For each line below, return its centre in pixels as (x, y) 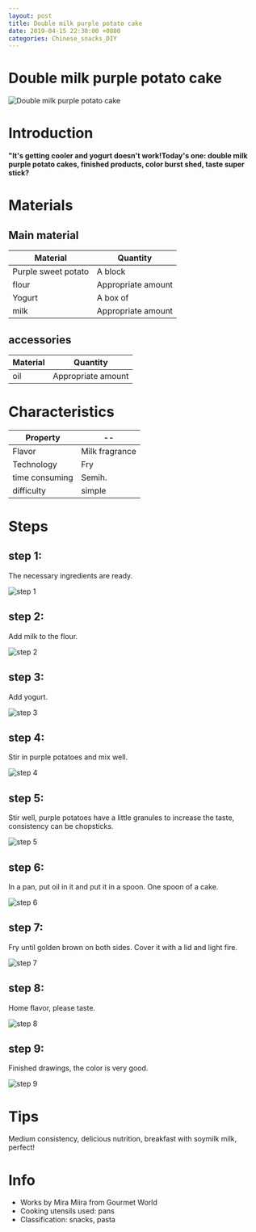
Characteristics (61, 412)
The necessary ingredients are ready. (71, 575)
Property (43, 437)
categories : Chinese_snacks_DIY (63, 38)
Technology (35, 464)
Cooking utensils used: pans (67, 1211)
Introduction (51, 133)
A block (111, 271)
